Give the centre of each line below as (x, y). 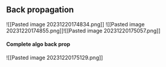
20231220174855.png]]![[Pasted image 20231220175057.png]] (83, 31)
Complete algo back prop (38, 44)
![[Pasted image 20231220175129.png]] (55, 58)
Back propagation (40, 10)
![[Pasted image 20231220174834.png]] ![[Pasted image (76, 24)
